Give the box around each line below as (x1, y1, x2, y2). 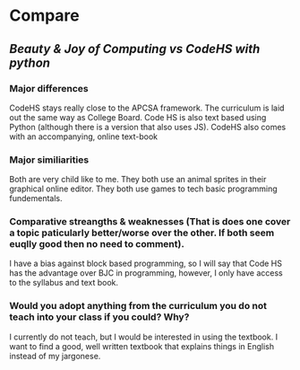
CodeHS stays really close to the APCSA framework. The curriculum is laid (9, 102, 285, 113)
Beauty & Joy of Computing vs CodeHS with (9, 41, 261, 57)
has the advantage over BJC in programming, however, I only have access (9, 268, 284, 278)
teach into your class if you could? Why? (9, 311, 190, 323)
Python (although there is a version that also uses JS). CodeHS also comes (9, 121, 287, 132)
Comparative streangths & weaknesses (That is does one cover (9, 216, 291, 228)
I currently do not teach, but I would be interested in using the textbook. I (9, 331, 279, 342)
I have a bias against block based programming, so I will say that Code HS (9, 258, 282, 269)
